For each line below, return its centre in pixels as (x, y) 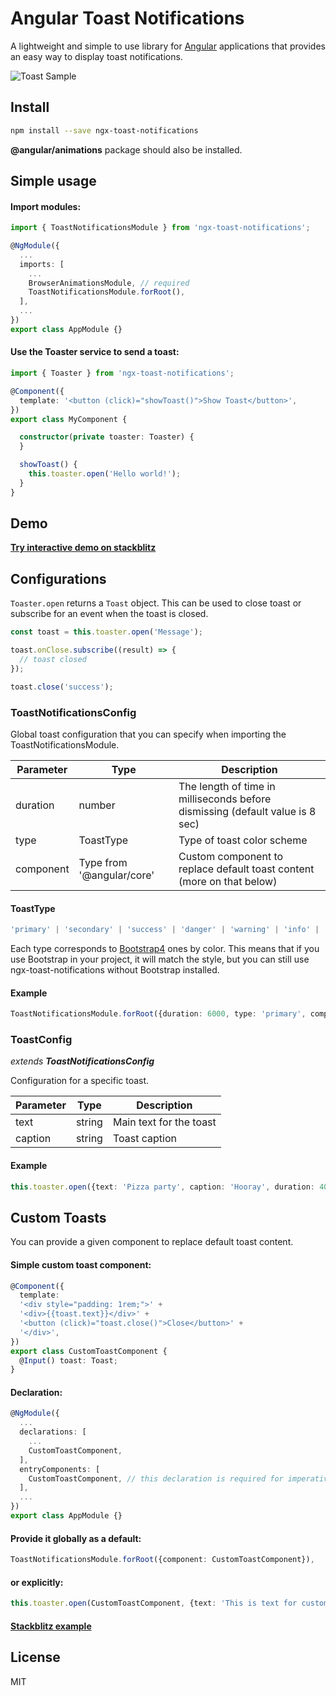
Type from (103, 862)
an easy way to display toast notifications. (96, 56)
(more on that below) (228, 881)
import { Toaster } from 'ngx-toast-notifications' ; (122, 373)
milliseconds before (225, 799)
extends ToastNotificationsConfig (82, 1061)
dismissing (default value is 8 (247, 811)
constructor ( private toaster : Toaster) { (107, 437)
